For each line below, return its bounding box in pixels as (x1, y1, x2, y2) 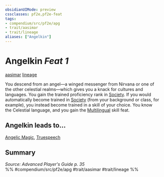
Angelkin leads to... (5, 121, 66, 130)
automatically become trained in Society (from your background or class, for (5, 96, 159, 103)
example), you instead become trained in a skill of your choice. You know (5, 102, 153, 108)
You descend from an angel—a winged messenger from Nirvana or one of (5, 81, 154, 87)
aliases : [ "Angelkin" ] (5, 35, 51, 40)
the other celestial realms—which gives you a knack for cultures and (5, 86, 143, 92)
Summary (5, 149, 36, 157)
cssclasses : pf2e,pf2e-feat (5, 12, 63, 17)
